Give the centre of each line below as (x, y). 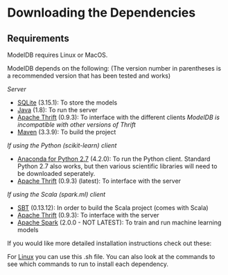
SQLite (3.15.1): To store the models (67, 103)
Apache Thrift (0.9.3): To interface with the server (88, 215)
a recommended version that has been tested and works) (89, 76)
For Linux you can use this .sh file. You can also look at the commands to (111, 257)
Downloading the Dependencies (102, 13)
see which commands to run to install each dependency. (88, 264)
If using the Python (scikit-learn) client (62, 145)
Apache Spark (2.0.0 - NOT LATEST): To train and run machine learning (119, 222)
